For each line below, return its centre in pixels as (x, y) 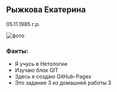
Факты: (17, 51)
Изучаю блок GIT (37, 70)
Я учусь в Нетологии (41, 64)
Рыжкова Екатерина (46, 10)
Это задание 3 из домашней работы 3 (63, 83)
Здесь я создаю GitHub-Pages (53, 77)
